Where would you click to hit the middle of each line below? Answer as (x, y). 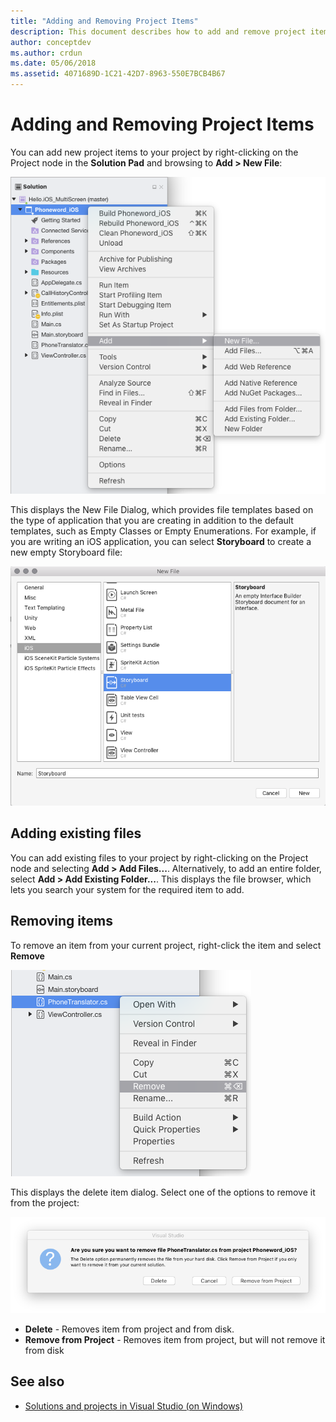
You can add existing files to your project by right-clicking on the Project (159, 857)
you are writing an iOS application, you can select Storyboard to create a (161, 542)
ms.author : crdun (46, 53)
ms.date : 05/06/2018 (53, 63)
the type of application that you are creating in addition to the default (152, 521)
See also (37, 1381)
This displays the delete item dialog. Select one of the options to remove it (163, 1192)
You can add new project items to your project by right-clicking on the (154, 152)
